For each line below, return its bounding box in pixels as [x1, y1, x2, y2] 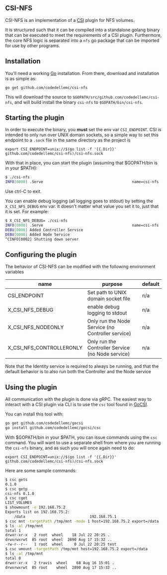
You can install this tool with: [5, 411, 64, 417]
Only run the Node [87, 318, 130, 325]
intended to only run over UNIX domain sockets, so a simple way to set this [5, 132, 159, 138]
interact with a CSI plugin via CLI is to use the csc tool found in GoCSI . [5, 402, 148, 408]
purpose [102, 281, 123, 288]
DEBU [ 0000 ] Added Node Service [5, 232, 70, 237]
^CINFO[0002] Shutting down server [5, 237, 79, 242]
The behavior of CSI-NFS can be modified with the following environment [5, 263, 156, 270]
